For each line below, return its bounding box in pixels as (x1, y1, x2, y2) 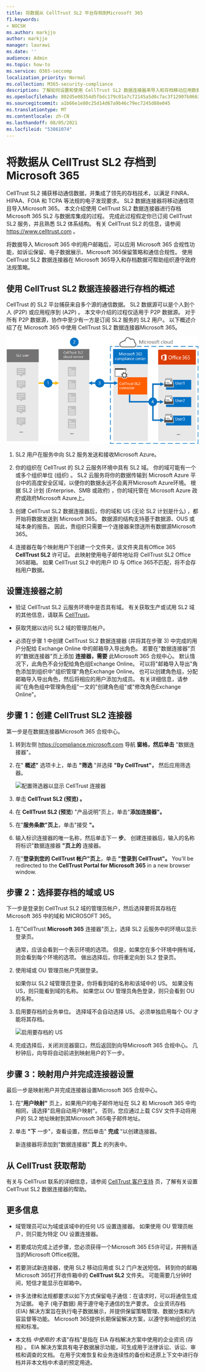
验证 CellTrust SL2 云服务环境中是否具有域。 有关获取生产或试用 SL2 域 (15, 603, 195, 610)
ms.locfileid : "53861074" (6, 126, 72, 132)
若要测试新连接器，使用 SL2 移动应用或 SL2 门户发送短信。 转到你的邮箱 (15, 1264, 198, 1271)
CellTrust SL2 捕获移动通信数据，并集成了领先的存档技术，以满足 (6, 190, 170, 197)
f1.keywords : (6, 16, 40, 23)
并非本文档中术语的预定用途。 (20, 1359, 96, 1366)
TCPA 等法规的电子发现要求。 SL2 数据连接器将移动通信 (48, 197, 189, 204)
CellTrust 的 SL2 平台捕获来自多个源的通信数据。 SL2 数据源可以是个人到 (6, 301, 190, 309)
